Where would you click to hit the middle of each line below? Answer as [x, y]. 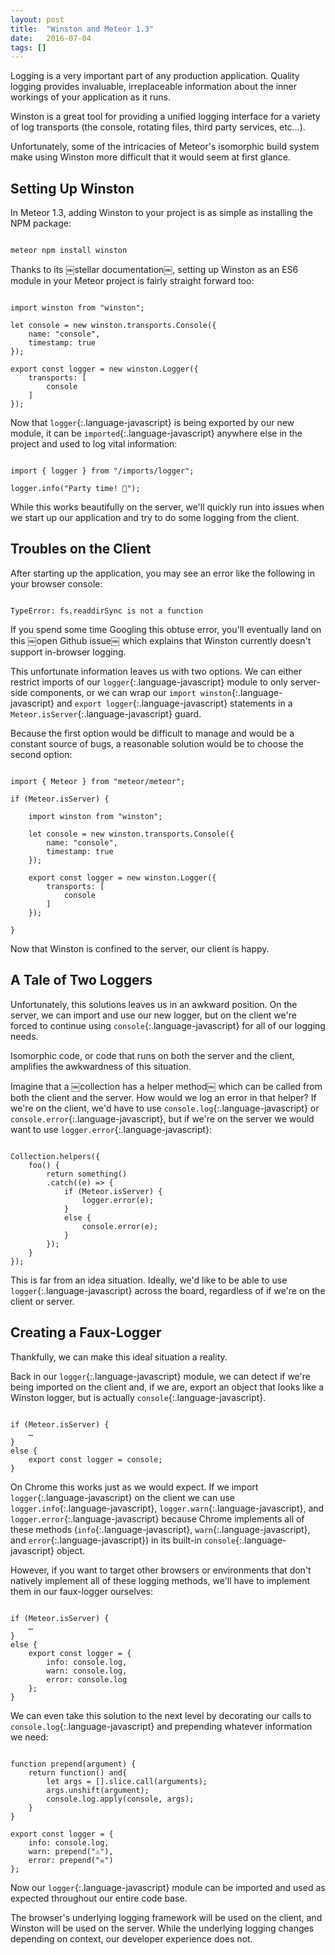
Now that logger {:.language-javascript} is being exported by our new [152, 423]
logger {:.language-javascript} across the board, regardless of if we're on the [168, 1290]
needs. [24, 1036]
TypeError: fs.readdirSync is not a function [106, 611]
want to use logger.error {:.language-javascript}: [111, 1129]
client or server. [42, 1301]
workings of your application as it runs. [91, 97]
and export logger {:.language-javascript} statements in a [174, 703]
